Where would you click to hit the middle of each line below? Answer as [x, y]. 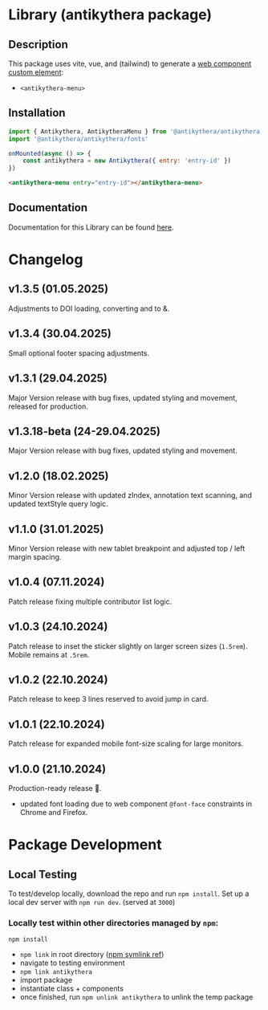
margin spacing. [35, 556]
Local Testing [43, 874]
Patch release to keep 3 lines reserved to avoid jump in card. [108, 699]
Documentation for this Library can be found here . [91, 227]
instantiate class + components [72, 988]
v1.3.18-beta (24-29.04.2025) [84, 431]
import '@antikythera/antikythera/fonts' [79, 139]
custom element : [36, 72]
